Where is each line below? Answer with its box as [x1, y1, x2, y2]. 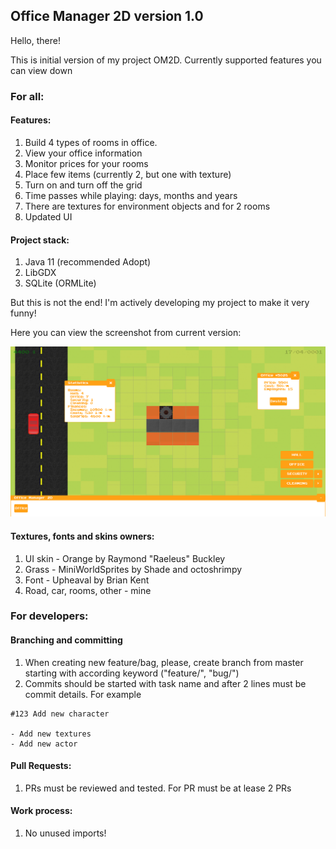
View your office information [24, 147, 143, 159]
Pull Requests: [10, 760, 72, 772]
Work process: [10, 805, 73, 817]
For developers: [10, 609, 89, 623]
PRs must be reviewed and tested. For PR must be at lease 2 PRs [24, 782, 292, 794]
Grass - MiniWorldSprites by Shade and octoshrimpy [24, 563, 243, 575]
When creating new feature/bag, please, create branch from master [24, 656, 304, 668]
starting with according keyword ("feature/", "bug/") [24, 667, 240, 679]
